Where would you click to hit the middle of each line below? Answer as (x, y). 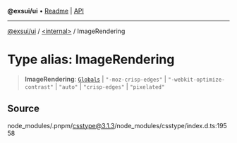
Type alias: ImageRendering (91, 60)
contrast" (39, 87)
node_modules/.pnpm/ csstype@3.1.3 (61, 125)
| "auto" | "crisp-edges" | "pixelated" (110, 86)
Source (24, 109)
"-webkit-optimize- (197, 80)
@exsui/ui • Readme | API (46, 11)
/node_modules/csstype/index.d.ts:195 (170, 125)
